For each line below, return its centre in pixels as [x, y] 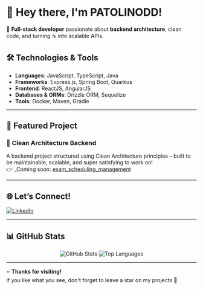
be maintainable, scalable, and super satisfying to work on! [79, 163]
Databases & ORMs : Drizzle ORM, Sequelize [70, 95]
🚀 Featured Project [42, 126]
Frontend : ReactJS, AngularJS [53, 88]
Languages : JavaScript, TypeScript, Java [67, 76]
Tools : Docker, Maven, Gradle [52, 101]
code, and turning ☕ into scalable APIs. [55, 36]
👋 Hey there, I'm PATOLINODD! [84, 12]
